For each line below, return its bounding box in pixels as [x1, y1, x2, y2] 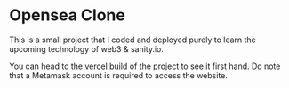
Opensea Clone [9, 5, 126, 26]
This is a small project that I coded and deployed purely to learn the [9, 34, 256, 45]
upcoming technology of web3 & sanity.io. [9, 43, 165, 54]
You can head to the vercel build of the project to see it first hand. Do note [9, 61, 281, 71]
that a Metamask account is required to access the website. [9, 70, 229, 80]
